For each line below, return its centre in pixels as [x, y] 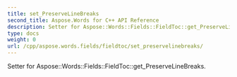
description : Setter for [44, 27]
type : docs [23, 33]
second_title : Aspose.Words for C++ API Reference [83, 20]
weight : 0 [22, 40]
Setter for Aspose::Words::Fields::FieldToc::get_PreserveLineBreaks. [107, 66]
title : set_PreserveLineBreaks [53, 14]
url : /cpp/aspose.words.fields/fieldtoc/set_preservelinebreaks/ [105, 46]
